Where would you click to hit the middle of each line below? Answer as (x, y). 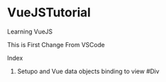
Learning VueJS (30, 31)
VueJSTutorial (49, 13)
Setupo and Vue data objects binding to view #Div (88, 71)
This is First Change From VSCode (56, 44)
